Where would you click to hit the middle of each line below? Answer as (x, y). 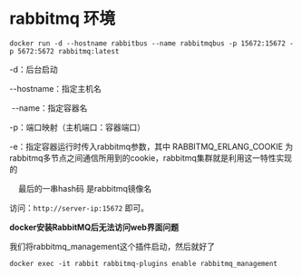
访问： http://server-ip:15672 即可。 (79, 208)
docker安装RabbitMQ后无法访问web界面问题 (94, 227)
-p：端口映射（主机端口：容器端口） (78, 127)
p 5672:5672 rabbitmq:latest (64, 51)
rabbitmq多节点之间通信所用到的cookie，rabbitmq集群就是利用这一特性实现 (151, 158)
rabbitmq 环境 (63, 19)
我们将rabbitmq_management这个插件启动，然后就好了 (112, 246)
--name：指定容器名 (49, 108)
